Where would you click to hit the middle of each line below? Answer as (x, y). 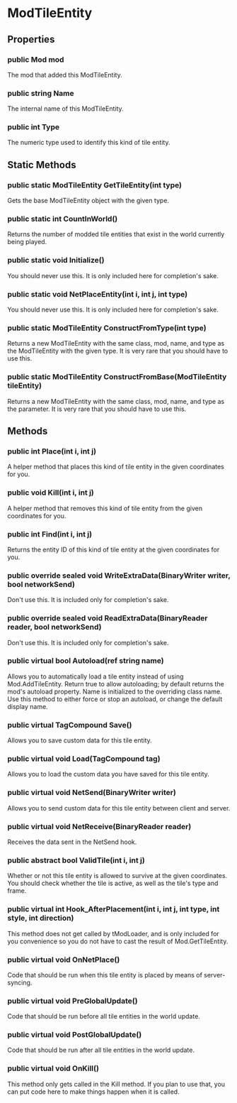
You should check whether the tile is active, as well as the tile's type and (113, 883)
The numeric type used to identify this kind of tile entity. (89, 143)
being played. (27, 242)
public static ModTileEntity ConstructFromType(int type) (107, 328)
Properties (31, 39)
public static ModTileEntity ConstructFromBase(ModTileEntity (117, 377)
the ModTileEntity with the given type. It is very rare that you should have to (118, 351)
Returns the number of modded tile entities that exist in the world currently (116, 234)
